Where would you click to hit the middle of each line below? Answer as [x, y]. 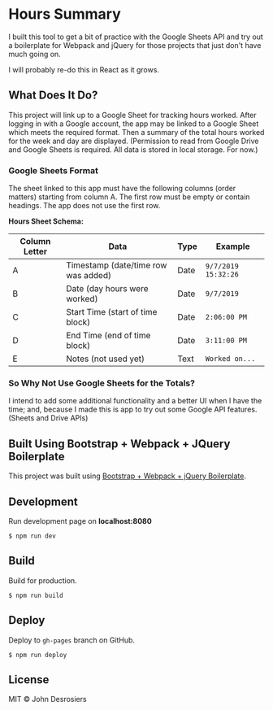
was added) [89, 276]
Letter [35, 251]
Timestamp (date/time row [117, 265]
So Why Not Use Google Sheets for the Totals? [102, 383]
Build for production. [43, 580]
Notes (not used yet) [105, 359]
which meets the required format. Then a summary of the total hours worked [136, 132]
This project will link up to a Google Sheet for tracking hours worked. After [133, 115]
